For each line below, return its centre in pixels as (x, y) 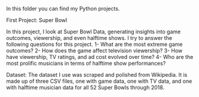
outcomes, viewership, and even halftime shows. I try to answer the (89, 38)
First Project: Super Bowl (37, 20)
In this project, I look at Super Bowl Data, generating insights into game (94, 32)
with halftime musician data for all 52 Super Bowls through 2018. (85, 87)
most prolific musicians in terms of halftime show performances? (86, 63)
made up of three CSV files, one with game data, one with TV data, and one (99, 81)
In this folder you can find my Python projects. (63, 9)
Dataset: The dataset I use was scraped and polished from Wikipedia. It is (97, 75)
